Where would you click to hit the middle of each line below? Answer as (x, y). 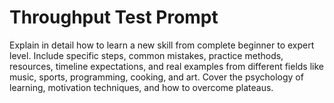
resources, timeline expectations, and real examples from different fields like (167, 66)
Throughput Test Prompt (114, 17)
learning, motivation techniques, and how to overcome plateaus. (141, 87)
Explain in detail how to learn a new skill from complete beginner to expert (162, 45)
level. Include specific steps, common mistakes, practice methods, (146, 55)
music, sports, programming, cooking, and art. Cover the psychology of (156, 77)
